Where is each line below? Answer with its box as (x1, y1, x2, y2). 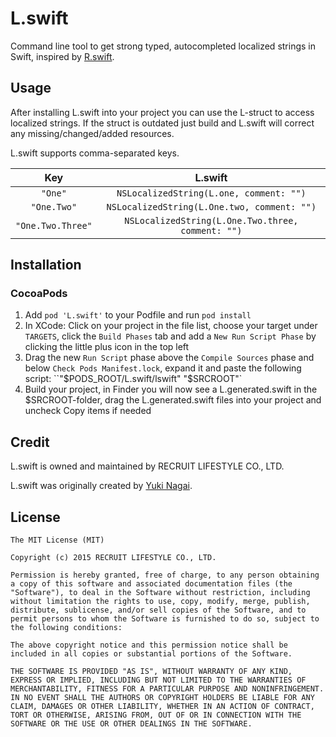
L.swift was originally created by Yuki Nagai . (10, 480, 193, 492)
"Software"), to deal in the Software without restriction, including (10, 588, 311, 598)
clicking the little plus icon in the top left (24, 341, 190, 353)
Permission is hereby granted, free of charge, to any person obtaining (10, 570, 320, 581)
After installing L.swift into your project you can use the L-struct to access (10, 106, 315, 118)
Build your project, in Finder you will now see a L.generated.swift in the (24, 383, 318, 396)
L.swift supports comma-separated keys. (10, 147, 180, 159)
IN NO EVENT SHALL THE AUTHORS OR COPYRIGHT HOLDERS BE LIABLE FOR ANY (10, 693, 315, 703)
